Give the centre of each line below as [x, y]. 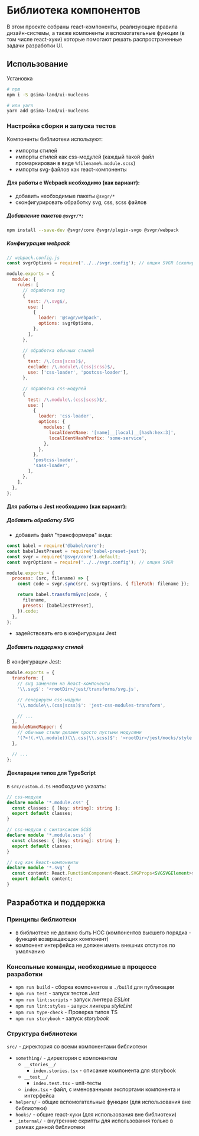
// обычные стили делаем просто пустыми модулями [80, 733]
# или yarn [20, 105]
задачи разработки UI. [35, 46]
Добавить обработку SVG [40, 520]
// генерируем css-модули [49, 700]
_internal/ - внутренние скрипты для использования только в [94, 1121]
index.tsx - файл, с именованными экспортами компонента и [102, 1089]
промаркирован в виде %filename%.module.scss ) [75, 163]
